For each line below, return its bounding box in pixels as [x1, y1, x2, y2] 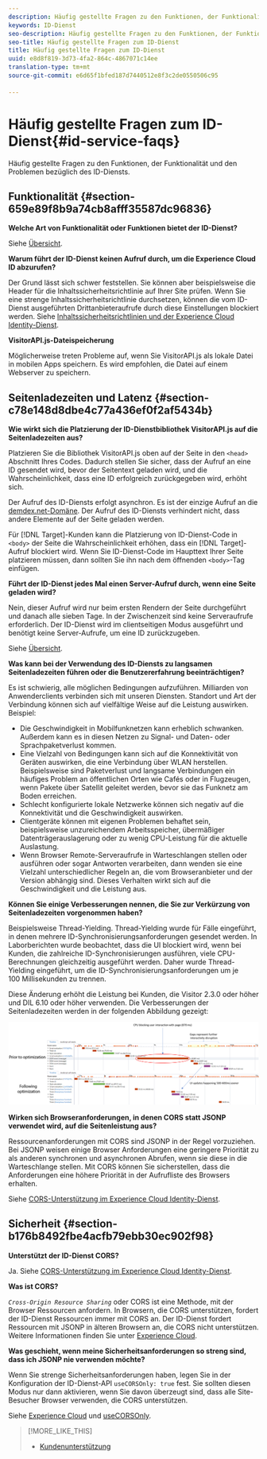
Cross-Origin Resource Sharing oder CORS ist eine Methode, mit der [8, 1297, 234, 1306]
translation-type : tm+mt [8, 64, 91, 72]
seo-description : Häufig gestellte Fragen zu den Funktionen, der [8, 29, 233, 37]
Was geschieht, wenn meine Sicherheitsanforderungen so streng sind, [8, 1346, 246, 1356]
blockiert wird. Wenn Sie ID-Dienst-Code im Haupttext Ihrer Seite [30, 547, 244, 557]
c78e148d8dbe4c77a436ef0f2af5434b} [8, 403, 213, 417]
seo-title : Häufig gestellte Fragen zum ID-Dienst [8, 38, 180, 46]
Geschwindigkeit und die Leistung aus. [19, 884, 147, 894]
